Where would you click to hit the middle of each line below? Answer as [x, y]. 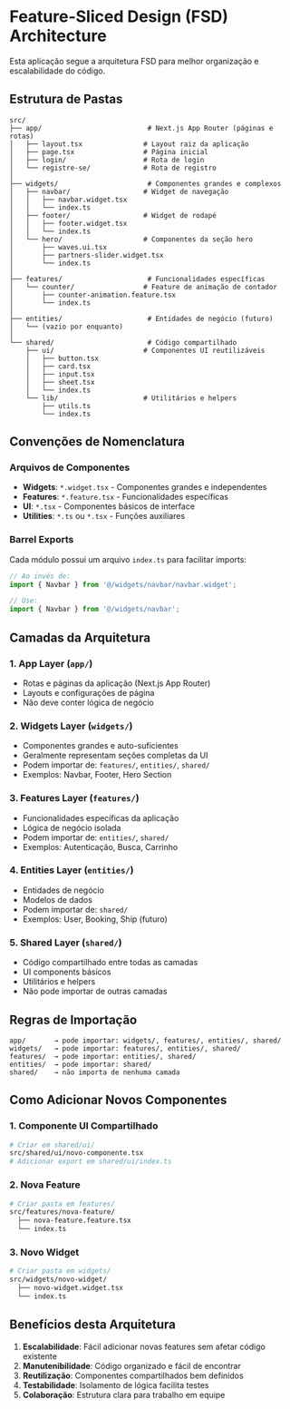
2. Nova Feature [45, 1185]
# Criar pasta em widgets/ [60, 1271]
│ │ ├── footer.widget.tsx [68, 223]
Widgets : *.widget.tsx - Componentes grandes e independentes [145, 487]
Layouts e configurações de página [88, 692]
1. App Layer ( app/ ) [51, 663]
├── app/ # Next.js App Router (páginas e [141, 128]
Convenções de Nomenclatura [97, 442]
